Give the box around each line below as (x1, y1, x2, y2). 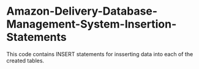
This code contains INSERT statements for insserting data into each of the (6, 50, 193, 57)
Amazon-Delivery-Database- (6, 4, 158, 18)
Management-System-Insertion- (6, 17, 177, 31)
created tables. (6, 57, 45, 64)
